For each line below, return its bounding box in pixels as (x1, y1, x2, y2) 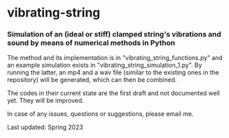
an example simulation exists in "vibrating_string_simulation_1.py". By (7, 61, 202, 70)
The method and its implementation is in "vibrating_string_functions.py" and (7, 54, 223, 62)
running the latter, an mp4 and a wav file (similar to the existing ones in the (7, 68, 219, 77)
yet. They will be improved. (7, 97, 84, 105)
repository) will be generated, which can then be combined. (7, 76, 177, 84)
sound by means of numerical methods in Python (7, 38, 176, 48)
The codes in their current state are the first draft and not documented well (7, 89, 220, 97)
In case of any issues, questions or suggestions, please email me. (7, 110, 195, 118)
